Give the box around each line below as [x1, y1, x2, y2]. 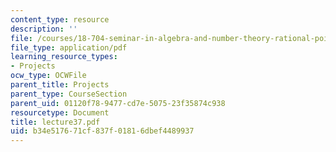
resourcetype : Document [10, 107, 110, 118]
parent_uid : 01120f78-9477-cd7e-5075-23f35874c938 [10, 98, 226, 108]
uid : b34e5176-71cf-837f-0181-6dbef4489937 [10, 126, 195, 136]
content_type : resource [10, 14, 110, 25]
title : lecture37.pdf [10, 117, 101, 127]
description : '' [10, 24, 78, 34]
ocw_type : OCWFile [10, 71, 87, 81]
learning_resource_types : [10, 52, 118, 62]
